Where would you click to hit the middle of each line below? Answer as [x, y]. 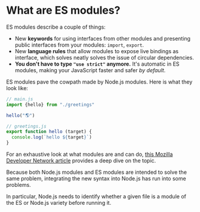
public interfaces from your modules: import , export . [79, 45]
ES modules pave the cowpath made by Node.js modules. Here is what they [99, 82]
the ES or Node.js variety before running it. [59, 203]
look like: [17, 88]
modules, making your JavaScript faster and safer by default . [90, 70]
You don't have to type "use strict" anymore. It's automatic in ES [97, 64]
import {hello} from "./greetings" [50, 105]
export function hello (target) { [49, 132]
